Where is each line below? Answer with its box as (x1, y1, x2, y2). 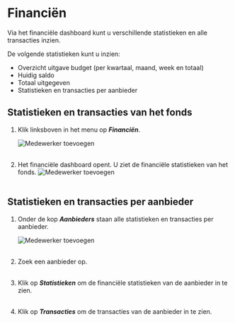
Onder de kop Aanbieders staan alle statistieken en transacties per (17, 215, 214, 223)
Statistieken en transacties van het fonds (7, 106, 193, 118)
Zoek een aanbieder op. (17, 257, 88, 266)
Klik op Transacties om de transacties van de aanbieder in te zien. (17, 307, 212, 316)
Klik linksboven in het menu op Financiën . (17, 125, 141, 134)
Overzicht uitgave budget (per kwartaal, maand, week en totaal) (17, 63, 204, 72)
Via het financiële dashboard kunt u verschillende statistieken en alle (7, 28, 207, 37)
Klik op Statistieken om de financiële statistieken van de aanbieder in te (17, 278, 228, 287)
